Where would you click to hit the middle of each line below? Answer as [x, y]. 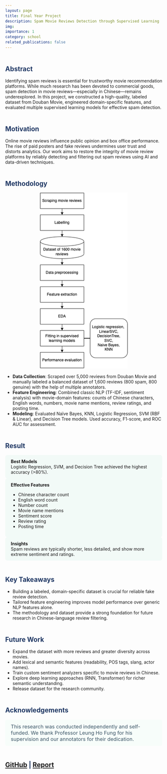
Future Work [25, 640]
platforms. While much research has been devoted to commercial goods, [80, 86]
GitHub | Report [30, 765]
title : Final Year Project [33, 16]
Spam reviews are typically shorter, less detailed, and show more [78, 549]
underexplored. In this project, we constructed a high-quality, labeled [76, 96]
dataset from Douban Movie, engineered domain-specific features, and [78, 102]
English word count [38, 500]
